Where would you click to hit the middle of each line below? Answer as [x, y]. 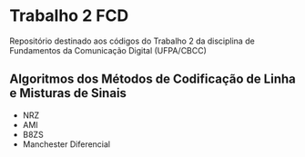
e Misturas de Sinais [68, 93]
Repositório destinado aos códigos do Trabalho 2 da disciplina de [132, 41]
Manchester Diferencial [66, 144]
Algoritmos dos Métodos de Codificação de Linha [152, 79]
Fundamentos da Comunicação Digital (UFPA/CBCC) [108, 50]
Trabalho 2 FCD [69, 16]
